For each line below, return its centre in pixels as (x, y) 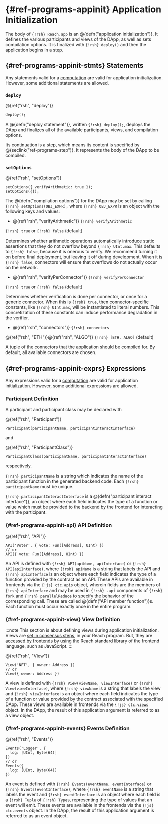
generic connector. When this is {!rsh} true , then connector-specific (77, 302)
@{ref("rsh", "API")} (26, 536)
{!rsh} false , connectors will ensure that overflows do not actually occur (81, 262)
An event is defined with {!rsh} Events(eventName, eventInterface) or (78, 784)
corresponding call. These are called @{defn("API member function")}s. (79, 601)
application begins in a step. (34, 50)
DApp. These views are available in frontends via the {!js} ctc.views (77, 704)
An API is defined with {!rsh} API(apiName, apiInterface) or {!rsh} (76, 563)
